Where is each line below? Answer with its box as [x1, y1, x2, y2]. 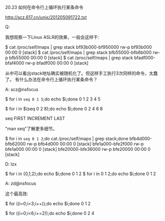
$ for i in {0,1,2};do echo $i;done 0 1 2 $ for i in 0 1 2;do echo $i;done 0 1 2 [5, 171, 156, 177]
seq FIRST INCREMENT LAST [5, 115, 65, 121]
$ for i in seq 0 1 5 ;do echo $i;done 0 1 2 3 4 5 [5, 96, 101, 102]
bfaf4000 [5, 60, 25, 66]
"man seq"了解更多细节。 [5, 126, 57, 131]
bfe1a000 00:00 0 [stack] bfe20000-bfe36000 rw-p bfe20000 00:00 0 [5, 146, 151, 152]
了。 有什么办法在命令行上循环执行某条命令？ [5, 77, 98, 82]
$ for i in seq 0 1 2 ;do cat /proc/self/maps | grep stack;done [5, 136, 129, 141]
